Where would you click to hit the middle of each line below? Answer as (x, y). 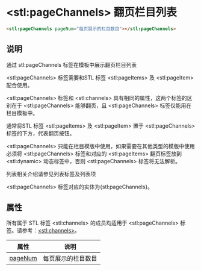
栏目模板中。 (22, 113)
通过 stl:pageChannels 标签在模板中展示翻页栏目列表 (72, 64)
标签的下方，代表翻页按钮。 (41, 133)
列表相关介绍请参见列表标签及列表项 (51, 174)
